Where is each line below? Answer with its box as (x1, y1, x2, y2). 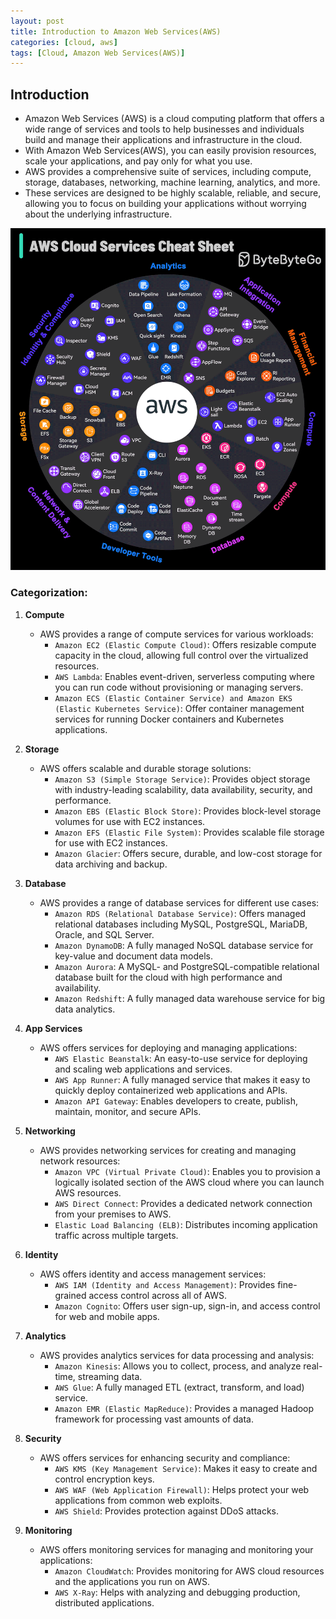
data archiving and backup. (54, 858, 168, 870)
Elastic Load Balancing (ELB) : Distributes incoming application (54, 1218, 318, 1230)
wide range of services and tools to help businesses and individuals (24, 123, 305, 135)
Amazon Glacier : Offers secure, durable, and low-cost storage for (54, 847, 323, 859)
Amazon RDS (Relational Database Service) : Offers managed (54, 907, 307, 919)
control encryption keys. (54, 1473, 155, 1485)
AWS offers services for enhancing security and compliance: (39, 1451, 291, 1464)
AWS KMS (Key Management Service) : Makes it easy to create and (54, 1462, 318, 1474)
